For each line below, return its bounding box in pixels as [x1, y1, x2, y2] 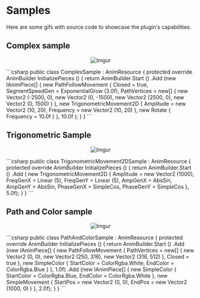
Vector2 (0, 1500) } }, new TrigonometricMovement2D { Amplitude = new [6, 100, 186, 107]
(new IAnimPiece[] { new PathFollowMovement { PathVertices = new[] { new [6, 247, 195, 254]
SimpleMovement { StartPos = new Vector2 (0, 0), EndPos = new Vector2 [6, 279, 187, 286]
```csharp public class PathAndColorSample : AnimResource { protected [6, 234, 183, 241]
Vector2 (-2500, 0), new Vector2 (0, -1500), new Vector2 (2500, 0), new [6, 93, 184, 101]
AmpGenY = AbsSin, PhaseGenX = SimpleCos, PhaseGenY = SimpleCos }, [6, 183, 189, 190]
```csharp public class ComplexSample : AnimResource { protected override [6, 68, 193, 75]
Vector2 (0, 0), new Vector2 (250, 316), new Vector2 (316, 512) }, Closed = [6, 253, 190, 260]
